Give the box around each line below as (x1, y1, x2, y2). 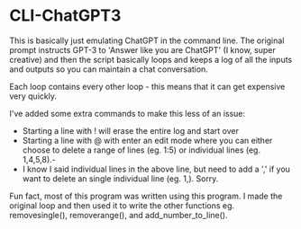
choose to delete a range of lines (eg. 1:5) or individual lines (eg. (22, 145, 261, 155)
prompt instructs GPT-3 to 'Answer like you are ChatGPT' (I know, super (9, 44, 277, 55)
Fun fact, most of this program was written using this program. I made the (9, 190, 283, 201)
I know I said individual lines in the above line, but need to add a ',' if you (22, 163, 291, 174)
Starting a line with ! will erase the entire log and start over (22, 125, 239, 136)
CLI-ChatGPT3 (9, 5, 122, 26)
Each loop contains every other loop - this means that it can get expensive (9, 81, 286, 92)
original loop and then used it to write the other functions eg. (9, 199, 235, 211)
